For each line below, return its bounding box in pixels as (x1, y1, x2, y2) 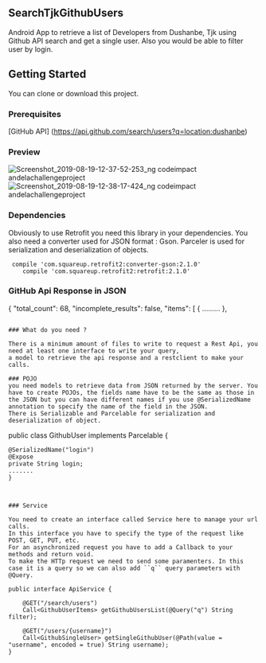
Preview (8, 146, 41, 158)
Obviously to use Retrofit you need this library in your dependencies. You (8, 228, 248, 237)
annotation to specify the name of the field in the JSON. (8, 402, 209, 411)
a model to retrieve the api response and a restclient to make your (8, 353, 244, 361)
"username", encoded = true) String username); (8, 641, 170, 649)
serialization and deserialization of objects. (8, 244, 149, 254)
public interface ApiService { (8, 585, 112, 593)
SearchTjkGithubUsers (8, 6, 124, 20)
